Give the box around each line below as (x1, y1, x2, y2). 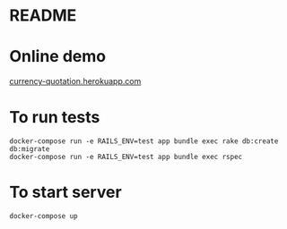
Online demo (9, 47, 106, 67)
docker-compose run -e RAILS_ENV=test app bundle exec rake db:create (9, 137, 279, 146)
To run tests (9, 107, 100, 128)
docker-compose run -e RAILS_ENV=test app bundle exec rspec (9, 153, 243, 162)
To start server (9, 182, 123, 202)
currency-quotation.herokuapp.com (9, 76, 142, 87)
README (9, 5, 77, 26)
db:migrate (9, 145, 50, 154)
